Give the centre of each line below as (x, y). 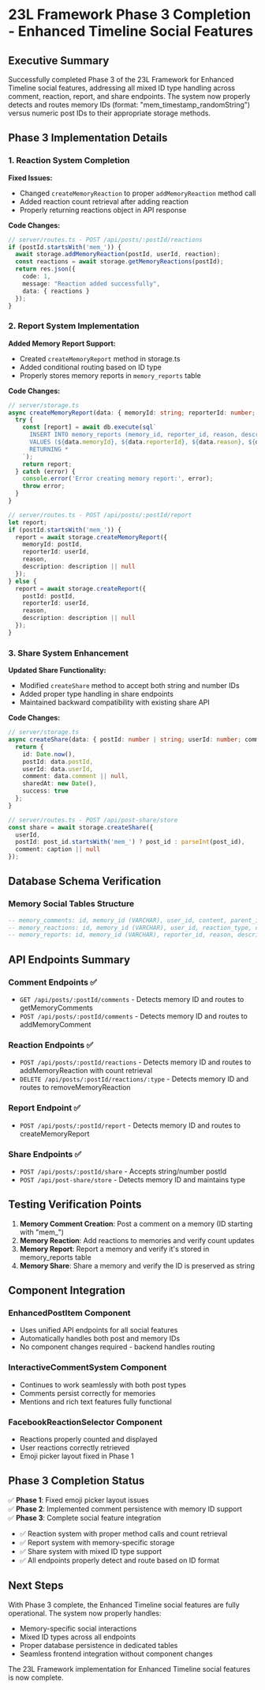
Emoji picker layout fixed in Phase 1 (77, 1456)
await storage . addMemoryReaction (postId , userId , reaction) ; (118, 255)
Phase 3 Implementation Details (88, 138)
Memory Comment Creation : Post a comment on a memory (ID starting (136, 1223)
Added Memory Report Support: (62, 343)
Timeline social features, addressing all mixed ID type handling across (121, 88)
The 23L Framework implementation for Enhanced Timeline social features (129, 1669)
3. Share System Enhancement (68, 652)
